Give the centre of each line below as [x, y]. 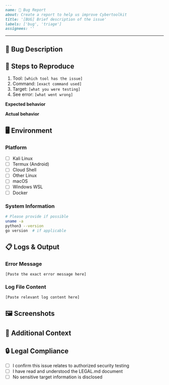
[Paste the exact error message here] [46, 274]
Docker [20, 193]
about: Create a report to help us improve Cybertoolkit [66, 15]
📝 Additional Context [38, 333]
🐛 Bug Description [34, 49]
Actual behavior [22, 114]
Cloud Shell [24, 170]
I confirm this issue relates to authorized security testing [71, 365]
